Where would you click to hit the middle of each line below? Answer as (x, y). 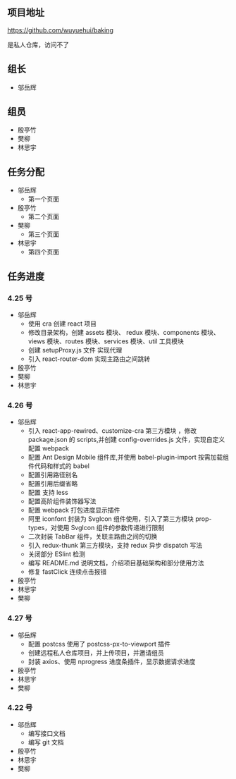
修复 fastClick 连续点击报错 (67, 572)
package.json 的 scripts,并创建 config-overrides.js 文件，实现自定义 (126, 440)
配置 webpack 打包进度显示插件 (74, 510)
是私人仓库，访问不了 (38, 44)
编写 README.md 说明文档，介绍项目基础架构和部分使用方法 (116, 563)
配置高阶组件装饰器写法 (62, 501)
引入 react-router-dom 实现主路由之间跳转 (89, 359)
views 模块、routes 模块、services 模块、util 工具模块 (106, 341)
